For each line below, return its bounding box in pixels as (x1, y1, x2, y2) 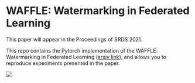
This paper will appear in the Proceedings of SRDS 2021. (6, 36, 143, 43)
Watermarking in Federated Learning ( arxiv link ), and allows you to (6, 53, 167, 60)
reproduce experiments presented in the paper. (6, 60, 120, 67)
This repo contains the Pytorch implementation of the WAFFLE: (6, 47, 158, 54)
